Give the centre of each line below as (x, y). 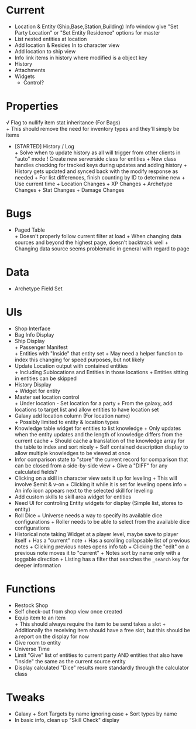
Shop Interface (32, 328)
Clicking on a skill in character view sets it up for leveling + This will (96, 478)
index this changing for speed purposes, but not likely (79, 360)
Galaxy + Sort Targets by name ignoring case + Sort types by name (96, 714)
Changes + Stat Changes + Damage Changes (69, 190)
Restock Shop (31, 605)
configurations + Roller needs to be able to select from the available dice (102, 521)
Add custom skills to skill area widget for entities (73, 497)
